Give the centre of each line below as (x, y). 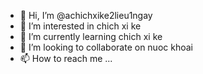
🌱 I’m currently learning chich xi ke (91, 36)
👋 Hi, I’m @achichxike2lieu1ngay (86, 15)
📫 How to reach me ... (66, 58)
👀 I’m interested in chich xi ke (80, 26)
